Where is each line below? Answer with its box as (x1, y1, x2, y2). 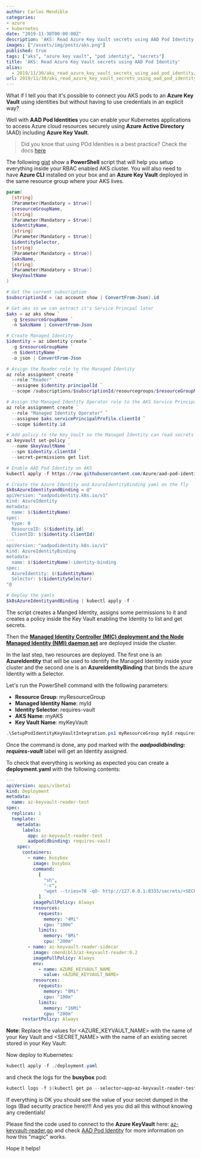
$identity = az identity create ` (6, 339, 93, 345)
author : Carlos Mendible (6, 8, 68, 15)
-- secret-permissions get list (11, 454, 90, 460)
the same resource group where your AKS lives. (6, 178, 124, 185)
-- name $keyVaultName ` (11, 443, 71, 449)
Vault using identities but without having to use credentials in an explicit (6, 98, 184, 105)
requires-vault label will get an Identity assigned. (6, 747, 129, 755)
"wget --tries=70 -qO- (44, 888, 100, 895)
